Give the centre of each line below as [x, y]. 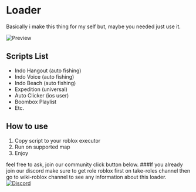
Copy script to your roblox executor [58, 140]
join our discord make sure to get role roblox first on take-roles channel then [98, 170]
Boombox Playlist [36, 102]
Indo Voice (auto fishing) [44, 76]
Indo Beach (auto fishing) [45, 83]
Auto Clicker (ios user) [42, 95]
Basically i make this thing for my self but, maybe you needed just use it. [93, 26]
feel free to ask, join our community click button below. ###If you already [94, 164]
